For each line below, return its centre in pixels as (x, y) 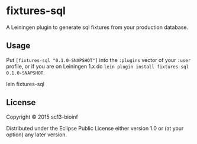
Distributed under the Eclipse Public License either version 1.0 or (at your (95, 128)
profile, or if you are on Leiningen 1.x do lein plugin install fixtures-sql (98, 66)
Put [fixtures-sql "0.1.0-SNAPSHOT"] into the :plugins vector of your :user (98, 60)
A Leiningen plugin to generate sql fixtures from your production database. (97, 27)
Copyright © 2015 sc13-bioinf (42, 117)
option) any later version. (36, 135)
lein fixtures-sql (25, 84)
